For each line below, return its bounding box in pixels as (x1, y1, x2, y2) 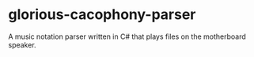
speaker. (8, 40, 37, 49)
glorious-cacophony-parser (8, 6, 196, 24)
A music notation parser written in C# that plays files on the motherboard (8, 32, 247, 41)
